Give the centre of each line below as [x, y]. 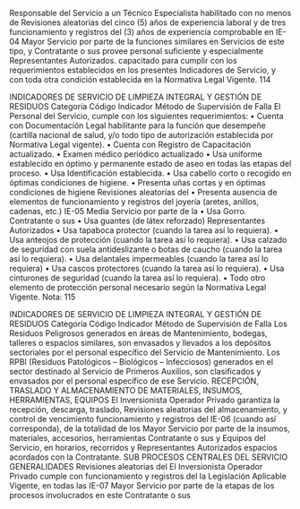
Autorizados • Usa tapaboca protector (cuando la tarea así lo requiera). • [144, 230]
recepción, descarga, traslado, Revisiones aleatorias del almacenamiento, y [149, 410]
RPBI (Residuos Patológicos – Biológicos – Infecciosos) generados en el [141, 362]
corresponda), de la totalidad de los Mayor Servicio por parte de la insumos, [150, 428]
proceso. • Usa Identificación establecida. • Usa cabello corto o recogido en [150, 173]
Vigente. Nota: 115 [43, 297]
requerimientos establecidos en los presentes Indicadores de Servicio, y [142, 70]
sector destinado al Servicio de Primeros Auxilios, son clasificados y [135, 371]
